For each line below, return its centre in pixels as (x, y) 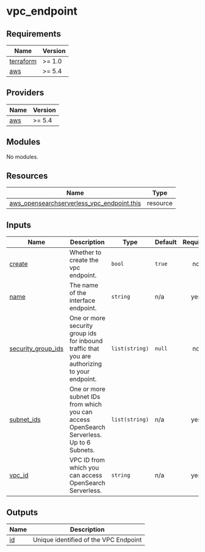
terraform (23, 61)
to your (80, 372)
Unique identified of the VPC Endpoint (87, 540)
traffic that (84, 349)
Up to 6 (80, 443)
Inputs (19, 225)
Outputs (22, 512)
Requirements (34, 34)
